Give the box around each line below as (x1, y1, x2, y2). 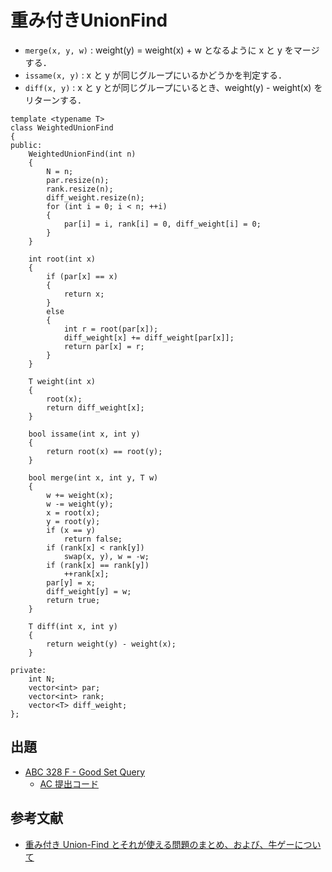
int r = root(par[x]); (63, 324, 159, 334)
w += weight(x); (46, 490, 114, 500)
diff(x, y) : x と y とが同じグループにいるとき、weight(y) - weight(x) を (24, 81, 323, 93)
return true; (46, 595, 101, 605)
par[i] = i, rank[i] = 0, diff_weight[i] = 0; (63, 219, 262, 229)
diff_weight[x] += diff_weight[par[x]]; (63, 332, 235, 343)
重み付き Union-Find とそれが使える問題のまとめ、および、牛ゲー (24, 838, 295, 850)
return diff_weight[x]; (46, 402, 145, 413)
